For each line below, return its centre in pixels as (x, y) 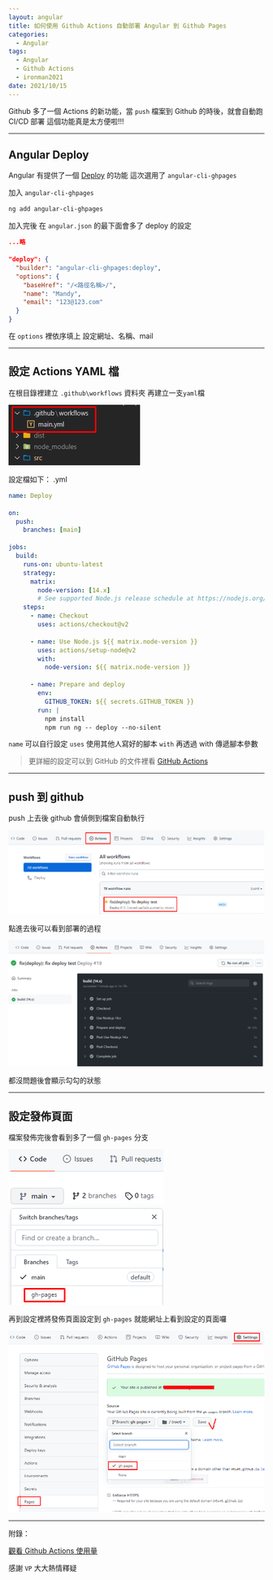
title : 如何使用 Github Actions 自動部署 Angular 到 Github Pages (118, 26)
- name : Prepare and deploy (78, 685)
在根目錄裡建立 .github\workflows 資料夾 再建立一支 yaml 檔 (107, 393)
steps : (34, 607)
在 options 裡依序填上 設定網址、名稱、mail (81, 336)
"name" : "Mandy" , (52, 294)
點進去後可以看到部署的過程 (55, 928)
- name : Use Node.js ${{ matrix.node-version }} (114, 642)
